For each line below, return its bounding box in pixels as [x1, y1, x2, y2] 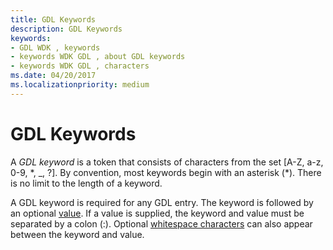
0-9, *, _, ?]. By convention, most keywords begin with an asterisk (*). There [10, 166, 322, 178]
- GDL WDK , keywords [10, 42, 101, 53]
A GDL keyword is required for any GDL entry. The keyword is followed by [10, 196, 314, 208]
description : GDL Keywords [10, 24, 123, 34]
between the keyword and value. [10, 228, 145, 240]
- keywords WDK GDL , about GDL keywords [10, 52, 186, 62]
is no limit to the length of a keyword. [10, 177, 163, 189]
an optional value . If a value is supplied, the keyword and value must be [10, 207, 305, 219]
